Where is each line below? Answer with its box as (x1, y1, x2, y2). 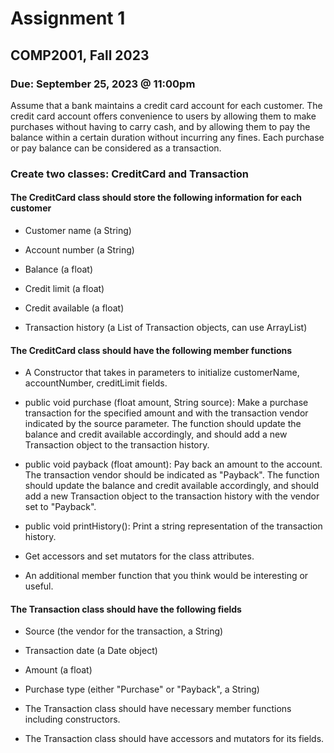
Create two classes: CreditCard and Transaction (10, 167, 250, 181)
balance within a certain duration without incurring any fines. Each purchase (10, 131, 325, 143)
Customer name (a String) (24, 225, 132, 236)
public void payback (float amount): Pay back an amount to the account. (24, 458, 323, 471)
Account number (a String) (24, 244, 135, 256)
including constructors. (24, 713, 121, 726)
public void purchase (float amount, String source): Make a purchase (24, 397, 309, 409)
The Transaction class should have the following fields (10, 603, 242, 615)
